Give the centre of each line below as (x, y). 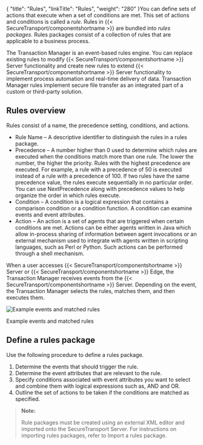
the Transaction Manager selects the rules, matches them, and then (91, 291)
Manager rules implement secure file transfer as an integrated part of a (95, 85)
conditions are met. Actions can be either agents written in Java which (103, 227)
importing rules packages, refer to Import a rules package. (94, 435)
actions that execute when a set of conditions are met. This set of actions (98, 15)
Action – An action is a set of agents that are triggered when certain (99, 221)
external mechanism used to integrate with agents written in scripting (101, 240)
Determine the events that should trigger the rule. (77, 367)
